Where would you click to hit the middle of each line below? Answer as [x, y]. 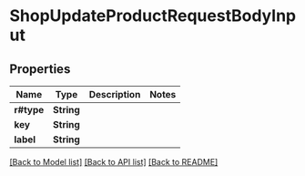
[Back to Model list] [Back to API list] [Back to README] [114, 162]
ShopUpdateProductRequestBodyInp [153, 16]
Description [115, 94]
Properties [40, 69]
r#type [29, 110]
